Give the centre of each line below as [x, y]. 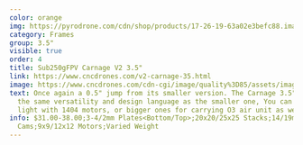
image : [22, 85]
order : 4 [26, 59]
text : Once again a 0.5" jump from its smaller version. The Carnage [143, 93]
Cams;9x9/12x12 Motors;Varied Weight [88, 127]
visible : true [36, 51]
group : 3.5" [32, 43]
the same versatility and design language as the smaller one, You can [155, 101]
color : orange [36, 18]
